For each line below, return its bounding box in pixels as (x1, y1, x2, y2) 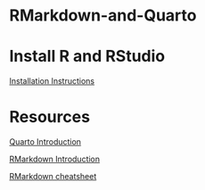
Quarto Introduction (9, 136, 82, 147)
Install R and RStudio (9, 46, 166, 67)
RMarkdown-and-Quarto (9, 5, 197, 26)
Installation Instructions (9, 76, 95, 87)
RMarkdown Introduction (9, 153, 101, 165)
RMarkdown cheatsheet (9, 171, 97, 182)
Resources (9, 107, 91, 128)
